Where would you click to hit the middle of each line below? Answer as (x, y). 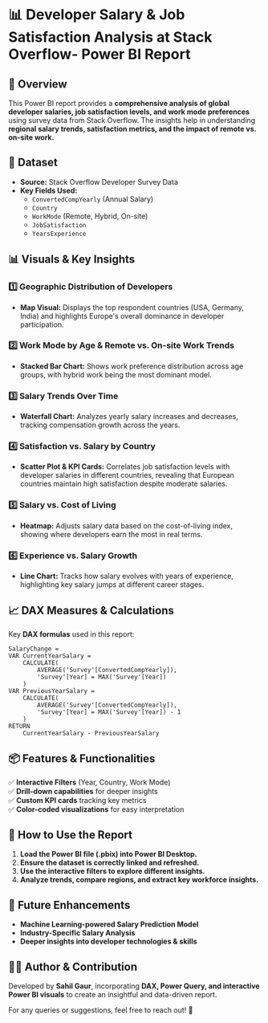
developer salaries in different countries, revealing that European (127, 475)
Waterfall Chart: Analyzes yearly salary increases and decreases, (129, 417)
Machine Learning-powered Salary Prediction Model (109, 924)
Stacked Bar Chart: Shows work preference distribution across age (132, 366)
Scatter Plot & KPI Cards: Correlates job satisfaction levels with (125, 467)
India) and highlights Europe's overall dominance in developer (122, 316)
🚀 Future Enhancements (69, 905)
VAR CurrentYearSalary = (50, 656)
